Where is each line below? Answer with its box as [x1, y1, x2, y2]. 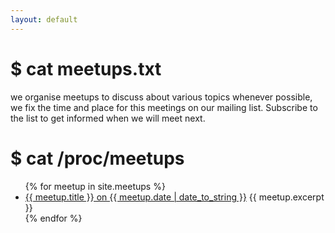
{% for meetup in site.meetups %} [24, 180, 166, 192]
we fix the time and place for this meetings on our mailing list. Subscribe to [10, 101, 318, 113]
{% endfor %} [24, 212, 83, 224]
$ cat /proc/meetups [10, 147, 185, 170]
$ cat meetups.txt [10, 57, 162, 80]
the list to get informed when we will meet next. [10, 112, 206, 124]
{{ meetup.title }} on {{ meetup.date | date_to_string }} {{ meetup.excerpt [24, 191, 325, 203]
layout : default [10, 14, 78, 25]
